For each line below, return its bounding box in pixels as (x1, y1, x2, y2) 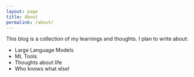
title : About (6, 14, 38, 20)
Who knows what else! (14, 65, 70, 72)
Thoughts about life (14, 59, 62, 66)
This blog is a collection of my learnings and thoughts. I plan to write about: (6, 36, 189, 43)
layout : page (6, 8, 38, 15)
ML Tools (14, 53, 37, 60)
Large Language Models (14, 47, 74, 54)
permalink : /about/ (6, 19, 54, 25)
